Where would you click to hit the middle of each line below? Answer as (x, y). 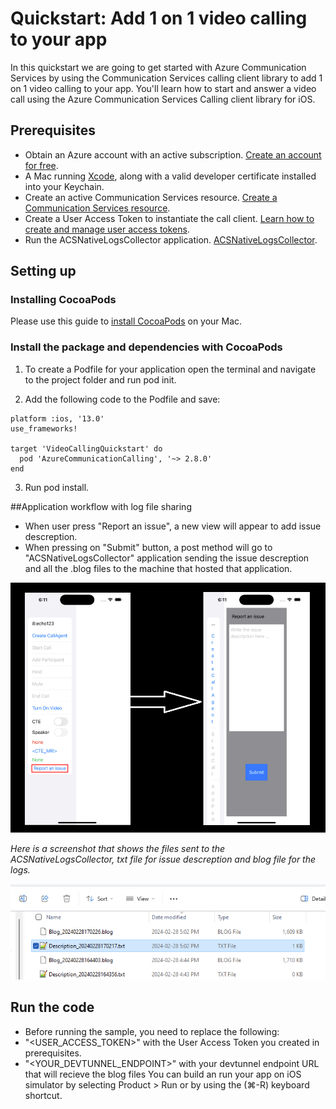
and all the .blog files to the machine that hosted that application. (158, 568)
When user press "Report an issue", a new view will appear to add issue (173, 526)
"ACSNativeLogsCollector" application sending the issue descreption (167, 558)
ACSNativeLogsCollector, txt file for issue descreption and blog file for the (163, 859)
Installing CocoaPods (63, 300)
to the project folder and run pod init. (100, 379)
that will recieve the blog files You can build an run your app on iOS (163, 1074)
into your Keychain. (64, 186)
